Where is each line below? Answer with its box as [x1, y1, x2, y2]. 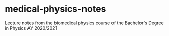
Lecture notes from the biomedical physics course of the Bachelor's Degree [5, 20, 164, 26]
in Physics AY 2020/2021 [5, 25, 58, 31]
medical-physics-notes [5, 3, 106, 15]
